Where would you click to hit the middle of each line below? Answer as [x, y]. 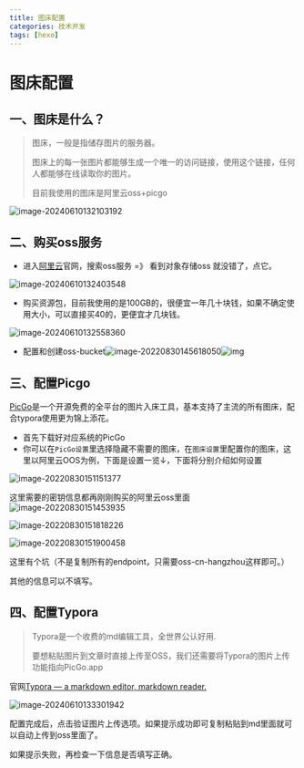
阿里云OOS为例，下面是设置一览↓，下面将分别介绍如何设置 [150, 460]
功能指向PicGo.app [67, 667]
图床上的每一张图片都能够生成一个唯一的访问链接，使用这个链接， [155, 162]
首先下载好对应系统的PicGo [74, 437]
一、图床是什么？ [57, 119]
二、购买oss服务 [56, 242]
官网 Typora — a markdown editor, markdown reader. [108, 686]
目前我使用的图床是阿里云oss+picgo [100, 193]
